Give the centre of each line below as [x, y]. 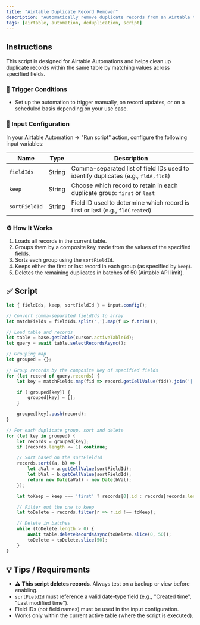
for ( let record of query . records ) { [53, 376]
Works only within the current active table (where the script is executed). [104, 615]
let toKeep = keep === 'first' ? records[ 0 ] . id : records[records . [102, 496]
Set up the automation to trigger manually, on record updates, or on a [100, 103]
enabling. [26, 590]
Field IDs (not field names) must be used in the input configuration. [97, 609]
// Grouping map [26, 354]
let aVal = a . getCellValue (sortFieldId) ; [80, 469]
